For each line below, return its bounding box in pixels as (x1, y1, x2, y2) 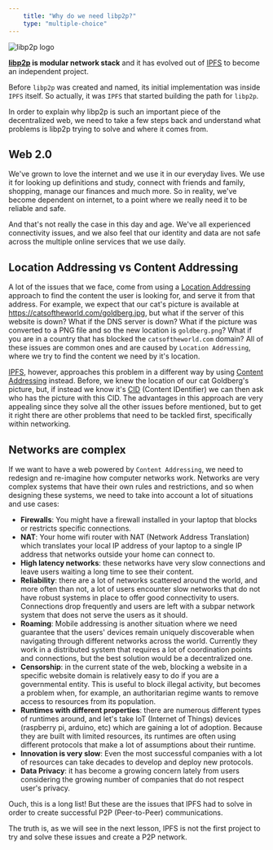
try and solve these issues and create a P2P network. (8, 832, 187, 842)
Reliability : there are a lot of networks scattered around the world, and (20, 575, 258, 585)
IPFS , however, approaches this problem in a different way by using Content (8, 368, 263, 377)
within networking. (8, 419, 71, 429)
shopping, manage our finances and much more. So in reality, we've (8, 187, 238, 196)
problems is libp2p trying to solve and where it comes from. (8, 124, 209, 134)
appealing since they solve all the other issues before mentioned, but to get (8, 402, 262, 412)
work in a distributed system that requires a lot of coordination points (20, 645, 253, 654)
